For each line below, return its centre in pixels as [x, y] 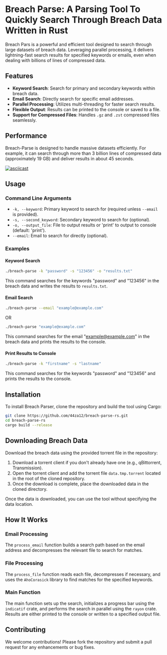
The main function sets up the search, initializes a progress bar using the [80, 603]
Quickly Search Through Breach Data [83, 20]
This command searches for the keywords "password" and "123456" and [80, 374]
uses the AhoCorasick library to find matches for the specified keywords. [79, 579]
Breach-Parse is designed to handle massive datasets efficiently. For [76, 148]
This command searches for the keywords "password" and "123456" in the [82, 281]
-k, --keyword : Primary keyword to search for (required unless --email [85, 209]
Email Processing [27, 534]
